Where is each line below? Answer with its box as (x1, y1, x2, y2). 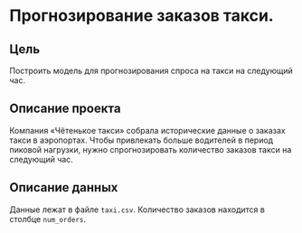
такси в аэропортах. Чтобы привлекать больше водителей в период (9, 135, 274, 145)
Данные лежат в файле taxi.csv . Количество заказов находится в (9, 204, 265, 215)
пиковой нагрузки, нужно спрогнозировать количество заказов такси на (9, 144, 292, 154)
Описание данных (9, 180, 118, 195)
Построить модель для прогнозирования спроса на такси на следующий (9, 65, 293, 76)
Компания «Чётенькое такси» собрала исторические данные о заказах (9, 125, 287, 135)
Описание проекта (9, 101, 121, 116)
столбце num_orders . (9, 213, 86, 224)
